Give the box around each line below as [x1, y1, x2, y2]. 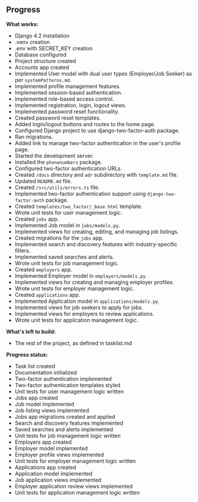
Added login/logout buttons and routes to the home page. [14, 120, 156, 127]
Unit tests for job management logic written [14, 432, 121, 439]
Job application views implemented [14, 476, 102, 484]
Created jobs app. [14, 215, 59, 222]
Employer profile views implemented [14, 451, 104, 458]
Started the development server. [14, 152, 94, 159]
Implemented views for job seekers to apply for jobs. [14, 303, 143, 311]
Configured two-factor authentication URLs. [14, 165, 123, 172]
